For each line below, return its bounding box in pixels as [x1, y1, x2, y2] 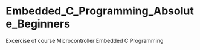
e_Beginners [5, 17, 71, 31]
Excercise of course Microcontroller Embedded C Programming [5, 37, 164, 44]
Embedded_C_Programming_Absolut [5, 4, 194, 18]
